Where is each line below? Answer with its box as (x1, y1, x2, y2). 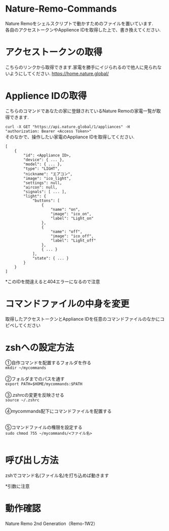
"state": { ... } (32, 255, 69, 261)
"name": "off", (50, 229, 82, 234)
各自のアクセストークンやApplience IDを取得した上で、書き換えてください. (5, 26, 161, 33)
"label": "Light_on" (50, 216, 94, 221)
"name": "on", (50, 207, 80, 212)
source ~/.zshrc (5, 397, 39, 403)
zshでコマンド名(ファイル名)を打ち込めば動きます (5, 472, 109, 478)
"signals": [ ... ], (23, 189, 67, 194)
